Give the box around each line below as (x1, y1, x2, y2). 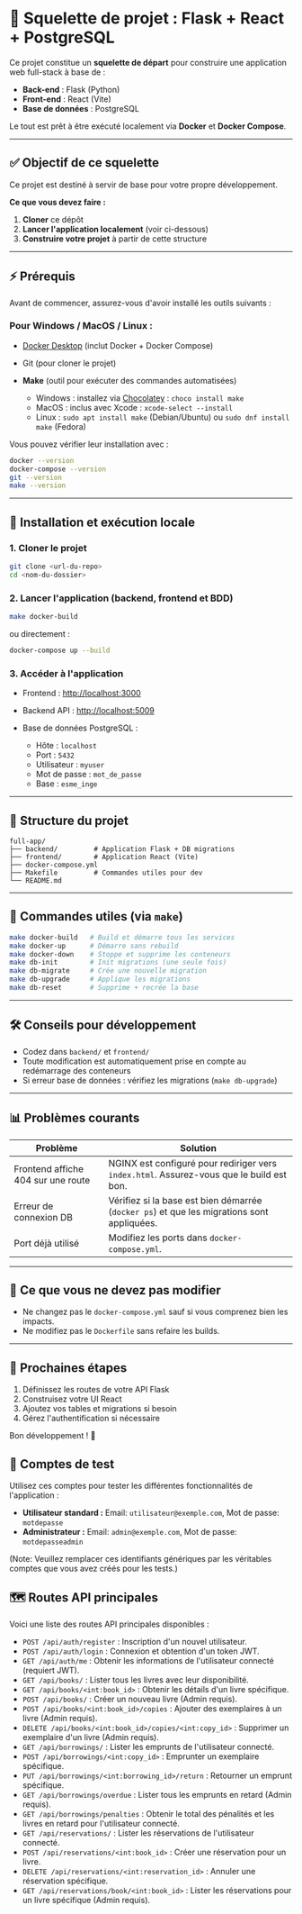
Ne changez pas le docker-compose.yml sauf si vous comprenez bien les (22, 1306, 289, 1318)
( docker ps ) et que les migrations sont (108, 1205, 269, 1218)
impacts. (22, 1316, 55, 1327)
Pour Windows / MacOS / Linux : (9, 320, 153, 332)
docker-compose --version (9, 464, 106, 474)
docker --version (9, 456, 75, 465)
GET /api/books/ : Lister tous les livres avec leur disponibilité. (22, 1674, 249, 1685)
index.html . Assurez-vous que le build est (108, 1168, 288, 1181)
